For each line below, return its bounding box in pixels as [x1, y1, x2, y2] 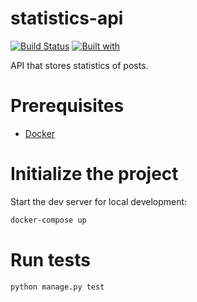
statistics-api [10, 7, 124, 30]
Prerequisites [10, 95, 125, 117]
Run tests [10, 248, 91, 271]
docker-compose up [10, 215, 87, 225]
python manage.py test [10, 282, 105, 292]
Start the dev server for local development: [10, 195, 188, 207]
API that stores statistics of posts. [10, 59, 149, 71]
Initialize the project [10, 163, 179, 186]
